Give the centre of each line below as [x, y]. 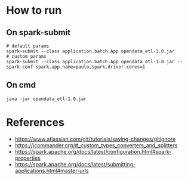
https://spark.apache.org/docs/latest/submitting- [75, 164]
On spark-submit [38, 32]
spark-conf [20, 67]
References [35, 122]
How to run [34, 10]
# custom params [26, 57]
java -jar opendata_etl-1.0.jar [46, 99]
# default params [28, 46]
